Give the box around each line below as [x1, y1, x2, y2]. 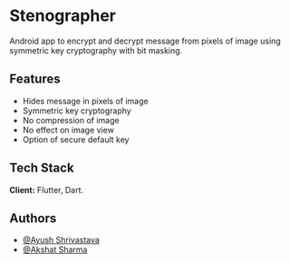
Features [9, 72, 61, 87]
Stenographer [9, 5, 116, 26]
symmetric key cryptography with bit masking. [9, 44, 183, 55]
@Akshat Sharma [22, 244, 88, 255]
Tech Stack [9, 161, 74, 176]
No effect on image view [22, 124, 115, 135]
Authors [9, 210, 57, 226]
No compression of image [22, 114, 120, 125]
